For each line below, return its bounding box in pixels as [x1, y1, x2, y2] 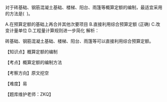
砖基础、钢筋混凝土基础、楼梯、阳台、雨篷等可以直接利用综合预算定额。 [5, 38, 154, 44]
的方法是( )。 [5, 10, 33, 16]
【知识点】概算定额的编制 [5, 49, 58, 54]
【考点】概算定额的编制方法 [5, 59, 62, 65]
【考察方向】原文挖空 [5, 70, 49, 76]
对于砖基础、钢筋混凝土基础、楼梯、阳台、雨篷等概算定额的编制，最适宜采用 [5, 4, 163, 10]
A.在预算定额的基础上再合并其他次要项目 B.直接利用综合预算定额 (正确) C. [5, 21, 156, 27]
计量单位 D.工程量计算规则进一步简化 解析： [9, 27, 100, 33]
